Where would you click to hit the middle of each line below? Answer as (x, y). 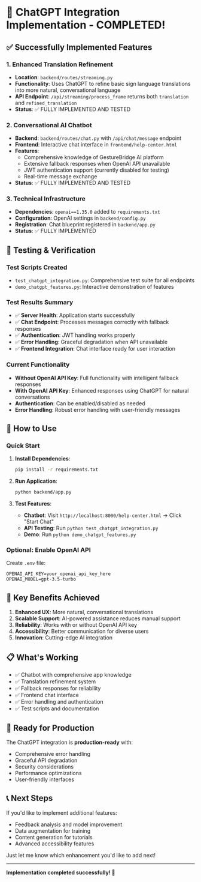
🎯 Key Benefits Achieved (53, 598)
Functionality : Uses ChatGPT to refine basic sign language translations (103, 83)
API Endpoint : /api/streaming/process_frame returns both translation (102, 96)
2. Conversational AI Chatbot (49, 125)
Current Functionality (38, 364)
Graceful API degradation (46, 760)
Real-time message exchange (60, 177)
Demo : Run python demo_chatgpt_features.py (80, 534)
